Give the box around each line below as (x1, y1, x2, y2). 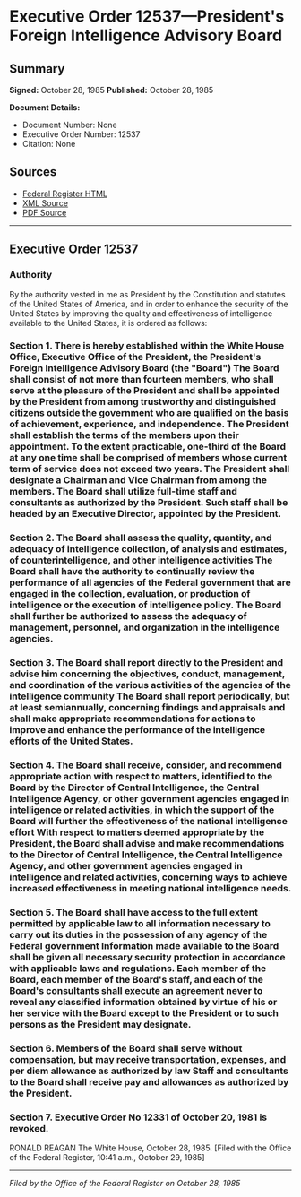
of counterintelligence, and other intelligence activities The (9, 554, 273, 566)
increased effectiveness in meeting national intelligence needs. (9, 883, 292, 895)
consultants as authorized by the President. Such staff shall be (9, 496, 288, 509)
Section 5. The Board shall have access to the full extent (9, 907, 258, 919)
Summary (9, 61, 65, 76)
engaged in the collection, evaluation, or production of (9, 588, 251, 600)
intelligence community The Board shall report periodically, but (9, 690, 290, 702)
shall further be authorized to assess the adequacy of (9, 610, 248, 623)
